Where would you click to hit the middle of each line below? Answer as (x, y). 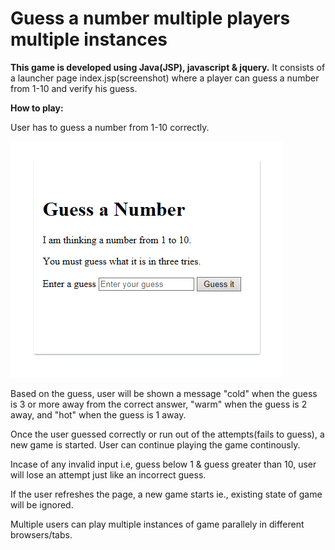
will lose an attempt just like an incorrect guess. (108, 474)
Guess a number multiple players (150, 18)
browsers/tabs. (41, 534)
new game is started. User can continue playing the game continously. (155, 444)
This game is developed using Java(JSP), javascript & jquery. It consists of (168, 67)
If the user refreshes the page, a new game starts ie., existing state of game (166, 494)
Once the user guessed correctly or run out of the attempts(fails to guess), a (167, 434)
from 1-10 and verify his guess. (74, 88)
